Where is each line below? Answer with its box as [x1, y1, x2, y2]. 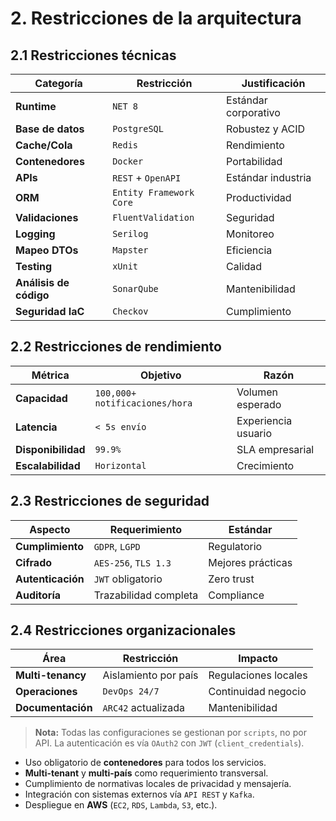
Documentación [15, 701, 93, 715]
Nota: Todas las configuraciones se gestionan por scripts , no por [34, 727, 307, 739]
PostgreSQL [112, 123, 164, 134]
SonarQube [112, 283, 159, 294]
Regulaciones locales [208, 668, 308, 682]
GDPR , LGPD [93, 539, 141, 553]
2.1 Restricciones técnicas [10, 47, 177, 64]
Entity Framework [112, 187, 195, 198]
